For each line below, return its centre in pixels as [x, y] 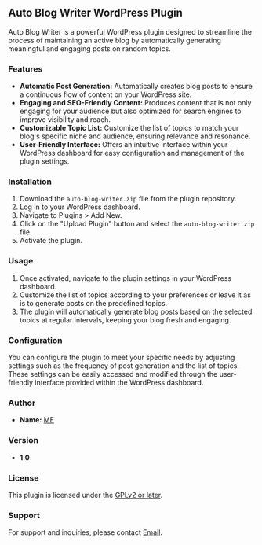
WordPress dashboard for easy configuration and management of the [132, 153]
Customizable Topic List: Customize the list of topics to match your [129, 128]
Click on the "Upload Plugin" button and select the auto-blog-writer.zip [137, 224]
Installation [30, 182]
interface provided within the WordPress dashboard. [119, 382]
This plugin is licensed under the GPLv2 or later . [86, 495]
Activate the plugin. [51, 241]
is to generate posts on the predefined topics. [93, 303]
